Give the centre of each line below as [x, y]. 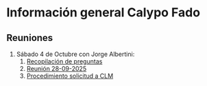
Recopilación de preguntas [64, 61]
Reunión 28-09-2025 [57, 69]
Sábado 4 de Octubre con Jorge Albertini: [75, 54]
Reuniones [30, 38]
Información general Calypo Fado [103, 13]
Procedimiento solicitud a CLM [70, 76]
